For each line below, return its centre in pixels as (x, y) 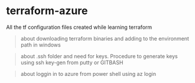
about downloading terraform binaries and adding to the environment (105, 38)
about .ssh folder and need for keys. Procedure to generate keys (99, 56)
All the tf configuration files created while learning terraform (79, 27)
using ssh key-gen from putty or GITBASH (72, 62)
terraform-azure (47, 11)
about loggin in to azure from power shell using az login (88, 74)
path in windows (40, 45)
